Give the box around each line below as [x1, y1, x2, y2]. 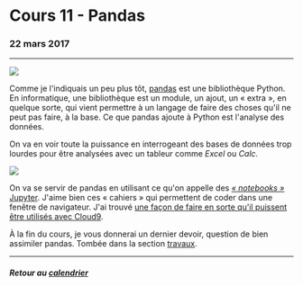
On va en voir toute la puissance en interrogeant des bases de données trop [9, 139, 292, 149]
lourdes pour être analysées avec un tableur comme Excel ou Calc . [9, 148, 259, 159]
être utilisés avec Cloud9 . [9, 211, 104, 222]
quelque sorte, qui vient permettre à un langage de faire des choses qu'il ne [9, 103, 291, 113]
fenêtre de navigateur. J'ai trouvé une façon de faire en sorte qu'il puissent [9, 201, 288, 212]
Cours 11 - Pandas [9, 5, 146, 26]
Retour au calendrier [9, 267, 88, 279]
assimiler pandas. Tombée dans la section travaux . [9, 238, 198, 249]
